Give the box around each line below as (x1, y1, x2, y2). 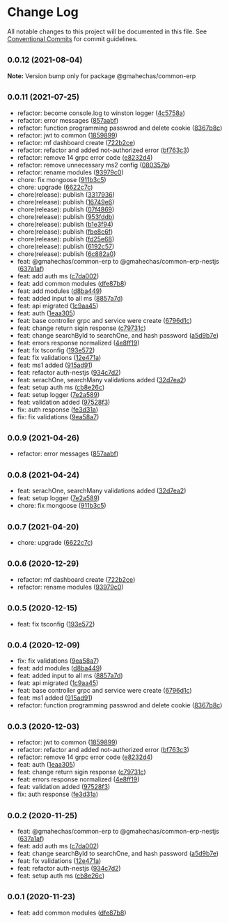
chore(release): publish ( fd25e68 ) (17, 234, 115, 243)
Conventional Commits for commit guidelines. (7, 34, 138, 43)
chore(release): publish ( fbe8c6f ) (17, 227, 113, 236)
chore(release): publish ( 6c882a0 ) (17, 249, 116, 258)
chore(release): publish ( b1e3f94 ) (17, 220, 113, 228)
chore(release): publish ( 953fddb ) (17, 212, 115, 220)
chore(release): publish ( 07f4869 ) (17, 205, 115, 213)
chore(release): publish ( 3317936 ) (17, 190, 115, 199)
